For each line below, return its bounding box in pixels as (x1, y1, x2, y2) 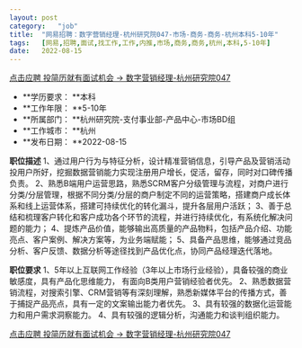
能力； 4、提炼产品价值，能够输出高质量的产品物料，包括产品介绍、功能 (24, 223, 292, 234)
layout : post (9, 13, 58, 22)
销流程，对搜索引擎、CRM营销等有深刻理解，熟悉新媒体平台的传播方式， (9, 287, 280, 298)
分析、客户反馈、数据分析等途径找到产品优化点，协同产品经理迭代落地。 (9, 245, 277, 256)
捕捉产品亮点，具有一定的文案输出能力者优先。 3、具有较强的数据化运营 (16, 299, 285, 309)
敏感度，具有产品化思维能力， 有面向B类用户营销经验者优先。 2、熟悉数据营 (9, 276, 292, 287)
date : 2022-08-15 (9, 47, 83, 56)
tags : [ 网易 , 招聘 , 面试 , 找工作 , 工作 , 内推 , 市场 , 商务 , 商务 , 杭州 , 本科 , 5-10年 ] (9, 38, 271, 48)
